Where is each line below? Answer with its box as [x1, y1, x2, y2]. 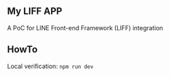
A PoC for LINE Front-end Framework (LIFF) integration [7, 23, 164, 32]
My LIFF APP [7, 5, 63, 17]
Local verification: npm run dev [7, 62, 94, 70]
